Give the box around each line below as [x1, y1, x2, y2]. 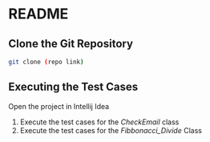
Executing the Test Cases [8, 80, 139, 94]
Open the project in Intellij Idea [8, 101, 110, 111]
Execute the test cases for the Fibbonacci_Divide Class [19, 125, 203, 135]
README [8, 5, 69, 23]
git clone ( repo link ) [8, 58, 84, 66]
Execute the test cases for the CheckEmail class [19, 117, 180, 127]
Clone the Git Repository [8, 37, 134, 51]
